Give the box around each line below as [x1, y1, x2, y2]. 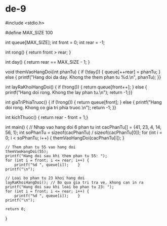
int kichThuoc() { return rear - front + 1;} [5, 114, 89, 120]
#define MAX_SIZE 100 [5, 29, 53, 35]
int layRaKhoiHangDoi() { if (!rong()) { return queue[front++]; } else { [5, 84, 147, 90]
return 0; [5, 206, 26, 211]
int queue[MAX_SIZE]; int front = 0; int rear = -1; [5, 39, 105, 46]
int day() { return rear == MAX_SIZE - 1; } [5, 59, 90, 65]
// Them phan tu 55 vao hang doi [5, 145, 76, 150]
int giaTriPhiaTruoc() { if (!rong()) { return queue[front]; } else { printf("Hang [5, 99, 162, 105]
